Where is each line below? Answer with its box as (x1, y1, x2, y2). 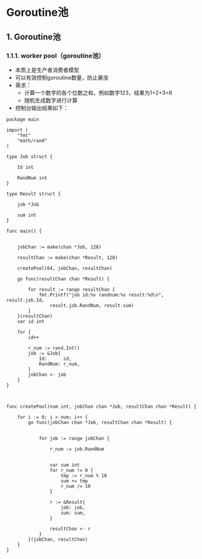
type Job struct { (6, 153, 53, 160)
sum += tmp (60, 478, 88, 484)
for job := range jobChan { (38, 435, 110, 441)
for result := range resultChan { (28, 286, 115, 292)
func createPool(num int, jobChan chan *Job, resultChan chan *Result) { (6, 403, 197, 410)
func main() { (6, 228, 42, 234)
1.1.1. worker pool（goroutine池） (6, 51, 105, 60)
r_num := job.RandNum (49, 446, 104, 452)
